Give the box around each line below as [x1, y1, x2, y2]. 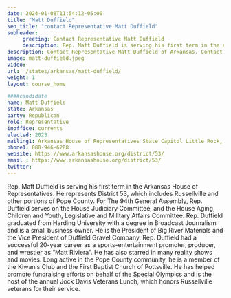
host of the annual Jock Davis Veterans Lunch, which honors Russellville [7, 277, 212, 286]
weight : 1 [7, 74, 36, 81]
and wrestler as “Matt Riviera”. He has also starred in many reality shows [7, 248, 213, 256]
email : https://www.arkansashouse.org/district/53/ [7, 157, 162, 164]
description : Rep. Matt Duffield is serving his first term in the [22, 42, 220, 49]
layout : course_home [7, 81, 67, 87]
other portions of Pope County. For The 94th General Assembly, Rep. [7, 197, 203, 205]
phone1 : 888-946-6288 [7, 144, 69, 151]
